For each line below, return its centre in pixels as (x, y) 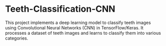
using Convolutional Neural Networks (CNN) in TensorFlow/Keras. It (74, 27)
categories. (17, 38)
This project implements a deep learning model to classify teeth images (78, 23)
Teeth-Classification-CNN (60, 9)
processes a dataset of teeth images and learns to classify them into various (83, 33)
